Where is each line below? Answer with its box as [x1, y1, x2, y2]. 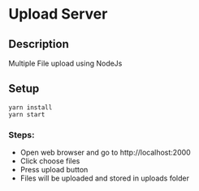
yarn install [8, 103, 53, 112]
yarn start [8, 110, 45, 118]
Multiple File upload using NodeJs [8, 58, 123, 68]
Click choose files [19, 156, 80, 166]
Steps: [8, 129, 35, 140]
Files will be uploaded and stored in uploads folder [19, 173, 189, 183]
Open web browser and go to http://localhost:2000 [19, 147, 191, 158]
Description [8, 37, 69, 51]
